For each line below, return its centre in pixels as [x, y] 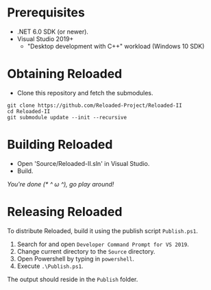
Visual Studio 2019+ [45, 38]
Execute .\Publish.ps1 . [50, 266]
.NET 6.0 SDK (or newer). [53, 32]
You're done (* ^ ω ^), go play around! [61, 184]
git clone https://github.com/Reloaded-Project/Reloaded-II [95, 105]
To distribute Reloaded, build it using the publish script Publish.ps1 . [103, 230]
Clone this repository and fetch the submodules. [85, 93]
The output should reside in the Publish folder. [73, 279]
